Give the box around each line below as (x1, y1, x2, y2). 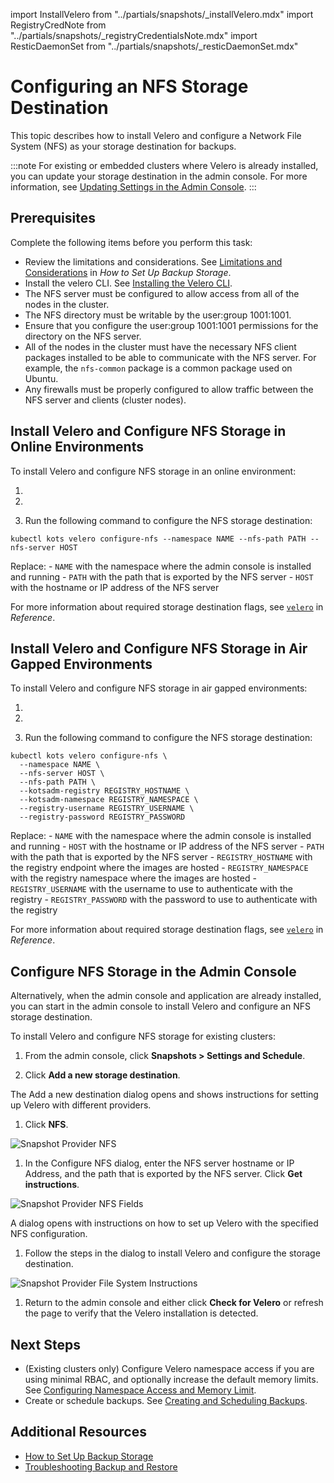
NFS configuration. (10, 1228, 88, 1240)
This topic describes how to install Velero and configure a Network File (10, 129, 302, 141)
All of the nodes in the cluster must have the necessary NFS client (24, 340, 297, 353)
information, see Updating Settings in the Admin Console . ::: (10, 180, 257, 193)
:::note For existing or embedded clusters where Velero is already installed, (10, 159, 319, 171)
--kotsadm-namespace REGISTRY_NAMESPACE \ (19, 795, 199, 805)
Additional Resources (10, 1424, 147, 1441)
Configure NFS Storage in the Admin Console (10, 963, 297, 980)
